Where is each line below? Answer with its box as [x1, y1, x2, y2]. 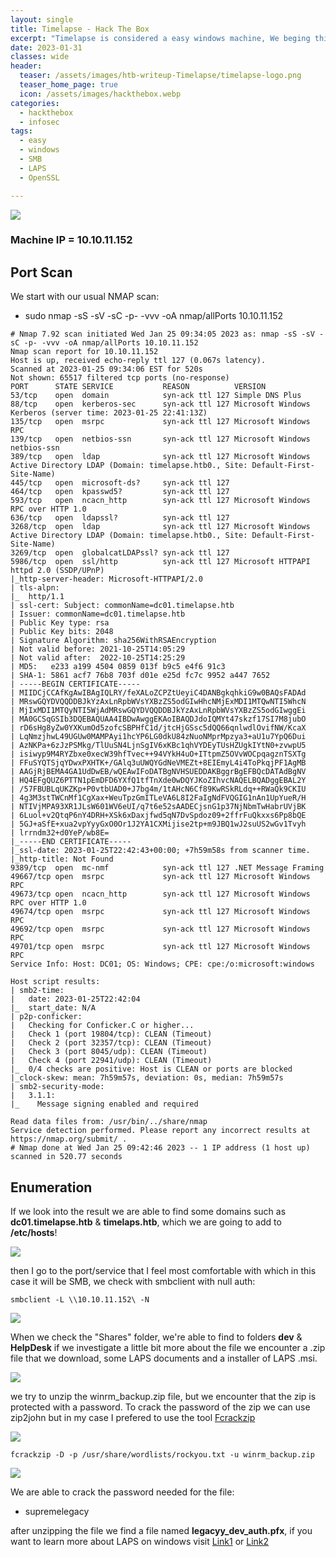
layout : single [10, 14, 74, 25]
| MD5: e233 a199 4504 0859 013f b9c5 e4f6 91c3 [10, 662, 226, 672]
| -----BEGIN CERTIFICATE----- [10, 679, 141, 690]
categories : [10, 98, 60, 108]
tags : [10, 126, 33, 136]
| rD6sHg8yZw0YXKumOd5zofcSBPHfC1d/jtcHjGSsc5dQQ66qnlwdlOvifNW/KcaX [10, 723, 307, 733]
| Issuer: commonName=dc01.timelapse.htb [10, 609, 186, 620]
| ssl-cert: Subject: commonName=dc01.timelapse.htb [10, 601, 235, 611]
